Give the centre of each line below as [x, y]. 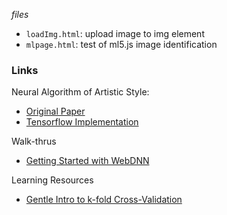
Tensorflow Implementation [82, 122]
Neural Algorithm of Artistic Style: [80, 92]
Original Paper [55, 111]
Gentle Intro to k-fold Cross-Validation [104, 200]
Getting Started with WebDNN [87, 161]
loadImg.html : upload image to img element [115, 33]
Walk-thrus [34, 141]
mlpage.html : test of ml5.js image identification [121, 44]
